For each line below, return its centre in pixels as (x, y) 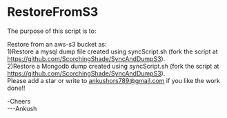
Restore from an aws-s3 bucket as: (57, 44)
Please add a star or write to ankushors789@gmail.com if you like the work (114, 80)
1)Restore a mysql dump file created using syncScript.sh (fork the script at (113, 51)
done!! (16, 88)
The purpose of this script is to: (52, 31)
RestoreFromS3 (53, 12)
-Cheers (19, 101)
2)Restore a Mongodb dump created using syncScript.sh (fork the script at (113, 66)
